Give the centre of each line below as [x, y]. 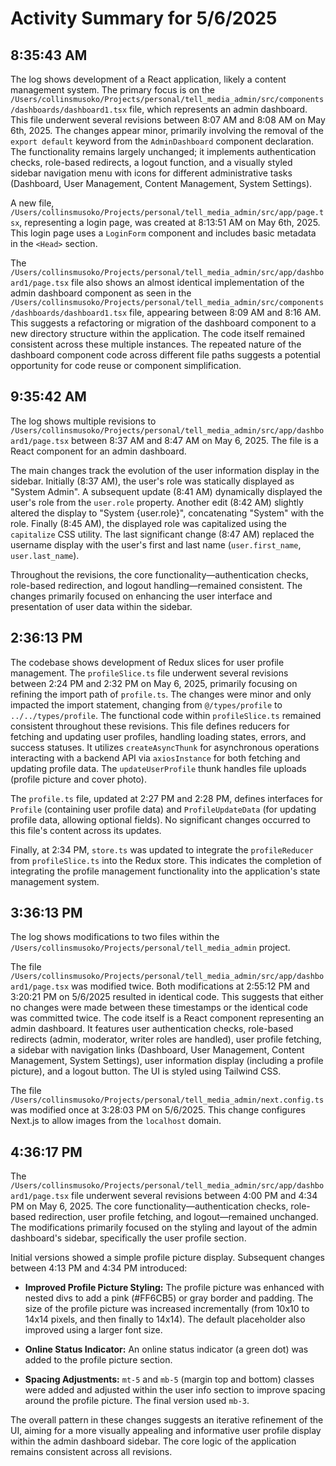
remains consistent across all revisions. [91, 1452]
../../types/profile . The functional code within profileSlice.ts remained [166, 715]
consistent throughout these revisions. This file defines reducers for [150, 726]
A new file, [32, 203]
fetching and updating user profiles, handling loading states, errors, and [158, 736]
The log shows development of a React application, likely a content [148, 79]
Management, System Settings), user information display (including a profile [167, 1061]
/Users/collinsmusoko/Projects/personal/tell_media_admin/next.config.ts [167, 1100]
